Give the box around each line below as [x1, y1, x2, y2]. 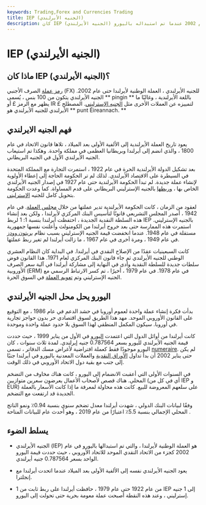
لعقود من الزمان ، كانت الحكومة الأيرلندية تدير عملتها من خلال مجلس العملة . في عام [7, 203, 197, 211]
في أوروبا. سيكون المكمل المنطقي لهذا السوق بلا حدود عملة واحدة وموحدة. [7, 320, 178, 328]
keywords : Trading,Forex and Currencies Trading [7, 9, 133, 15]
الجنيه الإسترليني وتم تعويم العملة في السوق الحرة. [7, 273, 122, 281]
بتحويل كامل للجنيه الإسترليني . [7, 191, 75, 199]
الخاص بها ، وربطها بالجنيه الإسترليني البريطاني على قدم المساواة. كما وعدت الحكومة [7, 185, 199, 193]
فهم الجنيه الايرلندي [7, 124, 72, 135]
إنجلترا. [15, 473, 32, 481]
